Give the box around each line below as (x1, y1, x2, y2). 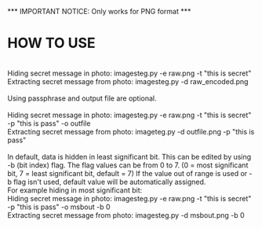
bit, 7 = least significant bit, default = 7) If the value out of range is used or (7, 168, 248, 178)
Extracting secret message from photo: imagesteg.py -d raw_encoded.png (7, 76, 249, 86)
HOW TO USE (7, 35, 96, 52)
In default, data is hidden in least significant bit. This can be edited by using (7, 152, 252, 161)
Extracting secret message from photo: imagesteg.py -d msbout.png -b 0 (7, 210, 245, 219)
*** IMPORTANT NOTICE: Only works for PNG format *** (7, 7, 191, 16)
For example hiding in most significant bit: (7, 185, 143, 195)
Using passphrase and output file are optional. (7, 94, 158, 103)
